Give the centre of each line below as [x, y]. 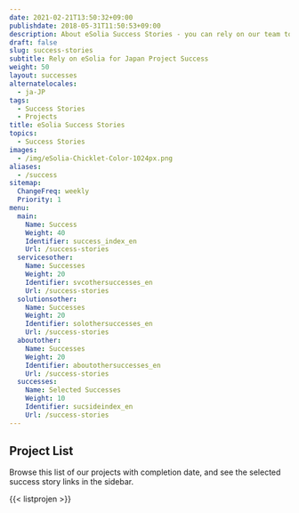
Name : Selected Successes [73, 390]
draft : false [33, 42]
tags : [19, 100]
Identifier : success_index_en [81, 241]
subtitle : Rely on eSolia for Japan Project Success [109, 59]
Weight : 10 [45, 399]
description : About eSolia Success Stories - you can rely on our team [145, 34]
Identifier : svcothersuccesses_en [89, 282]
